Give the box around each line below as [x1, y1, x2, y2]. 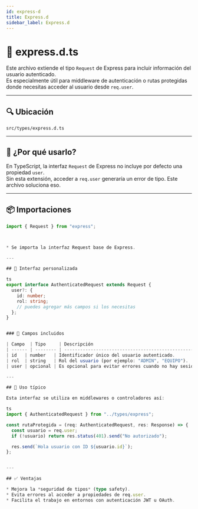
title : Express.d [6, 14, 49, 20]
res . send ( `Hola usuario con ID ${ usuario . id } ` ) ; [11, 443, 133, 449]
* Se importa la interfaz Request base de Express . [6, 244, 136, 250]
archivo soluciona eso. [6, 181, 61, 188]
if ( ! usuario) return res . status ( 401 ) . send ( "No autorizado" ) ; [11, 433, 167, 439]
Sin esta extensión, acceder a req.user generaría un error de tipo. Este [6, 175, 178, 182]
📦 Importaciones [6, 205, 72, 215]
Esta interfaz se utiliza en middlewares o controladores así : [6, 395, 165, 402]
